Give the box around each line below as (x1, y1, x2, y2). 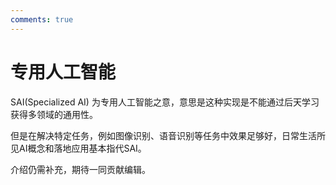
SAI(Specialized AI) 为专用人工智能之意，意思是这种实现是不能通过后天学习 (10, 96, 320, 108)
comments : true (10, 14, 74, 25)
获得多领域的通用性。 (10, 108, 98, 120)
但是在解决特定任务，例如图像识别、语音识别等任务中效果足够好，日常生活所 (10, 129, 326, 141)
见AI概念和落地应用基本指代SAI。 (10, 142, 147, 154)
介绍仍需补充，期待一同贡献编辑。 (10, 163, 151, 175)
